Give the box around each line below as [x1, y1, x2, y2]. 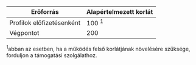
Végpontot [9, 29, 40, 37]
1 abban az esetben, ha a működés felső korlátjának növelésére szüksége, [6, 45, 191, 52]
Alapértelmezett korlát [86, 8, 153, 16]
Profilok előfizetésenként [9, 18, 81, 26]
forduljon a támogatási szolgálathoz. [6, 51, 97, 59]
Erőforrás [30, 8, 59, 16]
